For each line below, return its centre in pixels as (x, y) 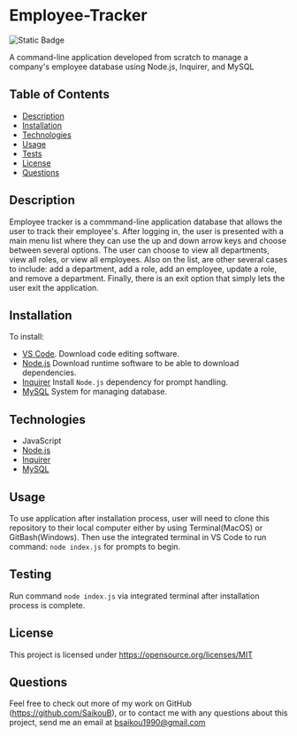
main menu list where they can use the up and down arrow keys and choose (148, 240)
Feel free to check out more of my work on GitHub (101, 704)
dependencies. (49, 372)
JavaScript (42, 441)
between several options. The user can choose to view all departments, (139, 250)
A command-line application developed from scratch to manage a (129, 57)
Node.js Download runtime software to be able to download (130, 364)
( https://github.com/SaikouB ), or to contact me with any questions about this (149, 713)
